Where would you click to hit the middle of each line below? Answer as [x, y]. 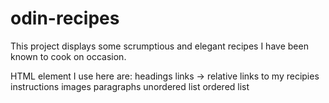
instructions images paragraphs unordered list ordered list [130, 86]
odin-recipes [65, 18]
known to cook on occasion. [68, 56]
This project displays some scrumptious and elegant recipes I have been [159, 46]
